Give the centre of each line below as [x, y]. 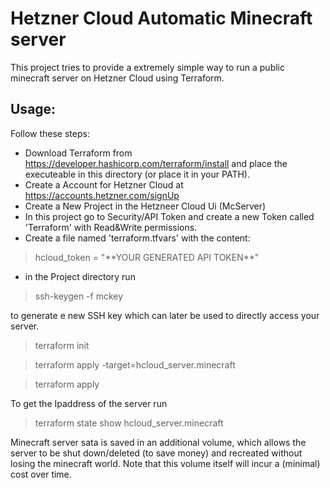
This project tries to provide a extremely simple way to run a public [148, 67]
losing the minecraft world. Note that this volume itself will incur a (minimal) [165, 463]
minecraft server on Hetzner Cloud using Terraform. [117, 78]
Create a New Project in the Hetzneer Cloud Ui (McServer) [145, 206]
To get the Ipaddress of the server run [89, 403]
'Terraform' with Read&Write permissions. [111, 227]
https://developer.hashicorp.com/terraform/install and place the [156, 163]
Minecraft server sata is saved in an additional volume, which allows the [158, 442]
